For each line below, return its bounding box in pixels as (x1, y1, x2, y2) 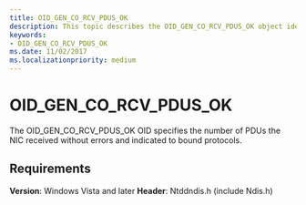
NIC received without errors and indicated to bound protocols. (9, 134, 243, 146)
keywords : (9, 30, 47, 39)
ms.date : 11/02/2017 (9, 47, 88, 56)
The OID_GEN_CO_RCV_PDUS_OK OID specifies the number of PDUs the (9, 125, 280, 136)
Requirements (9, 161, 91, 177)
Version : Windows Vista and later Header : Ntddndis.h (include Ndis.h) (9, 185, 273, 196)
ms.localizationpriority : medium (9, 56, 137, 65)
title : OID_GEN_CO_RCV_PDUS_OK (9, 13, 128, 23)
